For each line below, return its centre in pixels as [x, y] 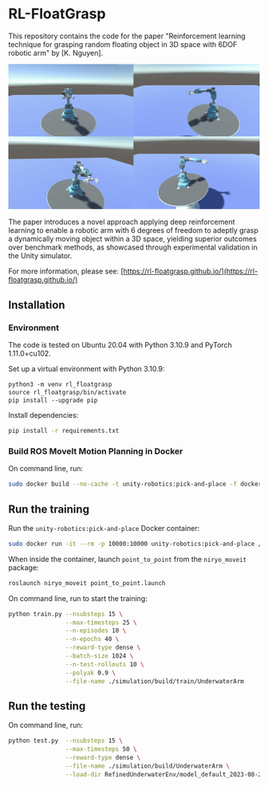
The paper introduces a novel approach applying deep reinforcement [122, 222]
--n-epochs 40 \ [92, 639]
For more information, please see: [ [66, 271]
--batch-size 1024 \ [99, 656]
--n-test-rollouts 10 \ [105, 664]
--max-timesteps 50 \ [101, 749]
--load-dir [83, 774]
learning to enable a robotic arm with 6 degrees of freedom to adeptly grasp [134, 230]
